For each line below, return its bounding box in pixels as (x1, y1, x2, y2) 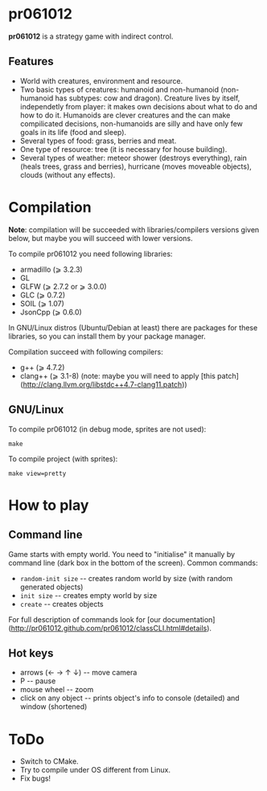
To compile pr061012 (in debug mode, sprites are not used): (8, 424, 207, 434)
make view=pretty (8, 469, 67, 477)
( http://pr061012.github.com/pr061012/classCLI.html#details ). (8, 623, 212, 633)
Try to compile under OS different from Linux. (19, 765, 171, 775)
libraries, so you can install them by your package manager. (8, 331, 207, 341)
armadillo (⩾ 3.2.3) (19, 264, 83, 274)
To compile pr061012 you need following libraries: (8, 248, 173, 258)
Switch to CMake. (19, 756, 79, 766)
